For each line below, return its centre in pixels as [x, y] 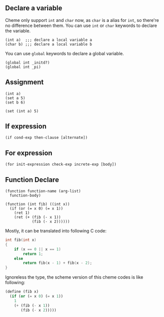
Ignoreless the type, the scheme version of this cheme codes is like [74, 277]
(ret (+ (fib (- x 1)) [38, 217]
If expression [26, 126]
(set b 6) [15, 102]
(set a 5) [15, 98]
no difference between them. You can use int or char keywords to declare [81, 25]
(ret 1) [22, 213]
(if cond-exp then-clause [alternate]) [46, 138]
